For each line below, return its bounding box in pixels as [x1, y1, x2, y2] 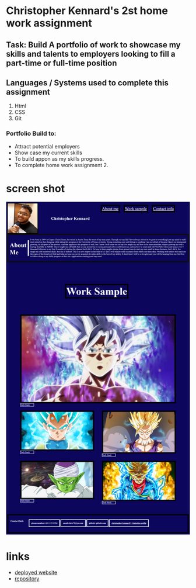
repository [14, 575, 40, 582]
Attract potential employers [14, 143, 80, 150]
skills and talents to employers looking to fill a [6, 49, 176, 59]
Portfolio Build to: [6, 130, 57, 138]
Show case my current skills [14, 149, 83, 156]
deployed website [14, 569, 58, 576]
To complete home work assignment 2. [14, 161, 108, 168]
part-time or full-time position [6, 58, 117, 68]
